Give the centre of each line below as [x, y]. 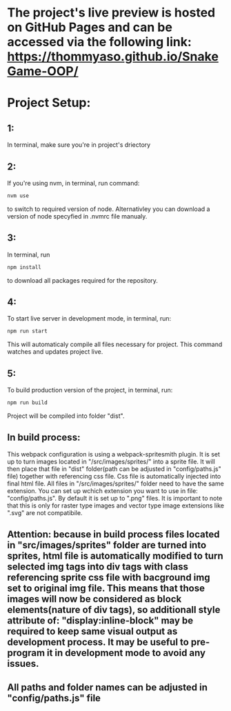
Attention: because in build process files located [113, 535]
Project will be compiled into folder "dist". [66, 416]
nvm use [18, 196]
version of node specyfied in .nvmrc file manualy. [77, 216]
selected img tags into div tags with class [98, 567]
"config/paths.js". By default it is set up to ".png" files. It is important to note [115, 498]
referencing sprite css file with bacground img [109, 578]
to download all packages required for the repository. [83, 280]
